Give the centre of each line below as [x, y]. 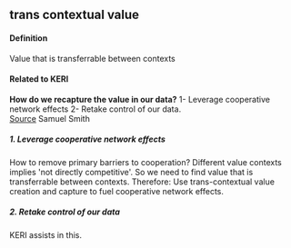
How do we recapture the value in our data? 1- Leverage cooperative [140, 99]
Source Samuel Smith [50, 118]
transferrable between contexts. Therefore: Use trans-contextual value [142, 182]
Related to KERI [39, 79]
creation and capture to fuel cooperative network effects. [117, 191]
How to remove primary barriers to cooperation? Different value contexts [145, 162]
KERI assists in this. [45, 234]
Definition [29, 38]
